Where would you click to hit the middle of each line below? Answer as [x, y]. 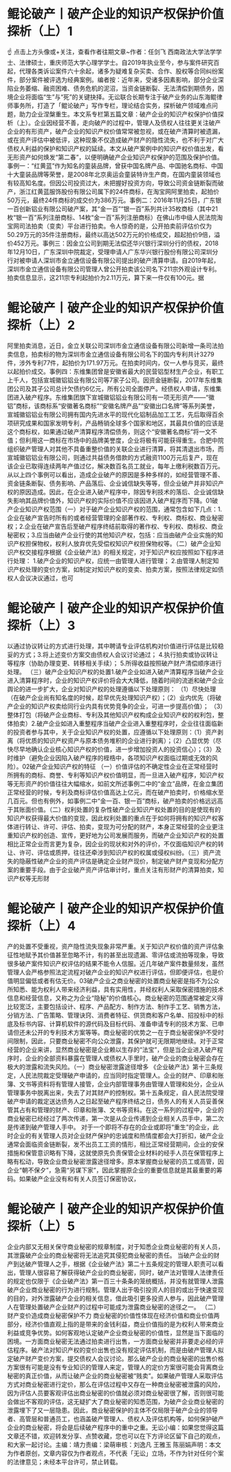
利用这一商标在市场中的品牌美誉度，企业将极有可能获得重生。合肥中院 [124, 440]
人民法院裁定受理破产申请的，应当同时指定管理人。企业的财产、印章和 [118, 1075]
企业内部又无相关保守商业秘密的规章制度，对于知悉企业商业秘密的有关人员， [115, 1246]
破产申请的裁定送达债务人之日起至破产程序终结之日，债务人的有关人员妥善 [112, 1101]
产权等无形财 [31, 878]
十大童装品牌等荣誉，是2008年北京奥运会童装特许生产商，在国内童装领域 [111, 174]
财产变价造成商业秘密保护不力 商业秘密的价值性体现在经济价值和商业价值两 [113, 1315]
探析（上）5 [41, 1226]
